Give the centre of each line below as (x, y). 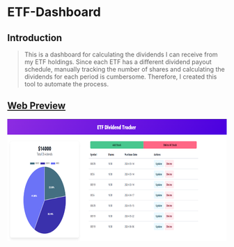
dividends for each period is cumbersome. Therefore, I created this (120, 77)
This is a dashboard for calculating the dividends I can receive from (121, 54)
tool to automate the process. (67, 84)
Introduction (35, 38)
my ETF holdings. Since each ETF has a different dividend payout (118, 62)
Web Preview (37, 106)
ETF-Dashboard (54, 12)
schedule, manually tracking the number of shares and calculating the (124, 69)
